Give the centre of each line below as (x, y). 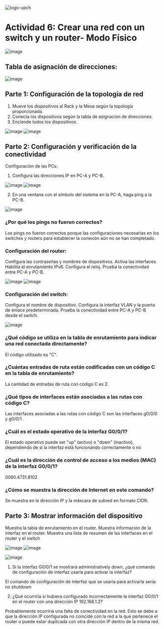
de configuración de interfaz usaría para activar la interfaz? (72, 572)
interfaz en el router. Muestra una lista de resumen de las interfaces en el (79, 533)
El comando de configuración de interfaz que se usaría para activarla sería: (81, 581)
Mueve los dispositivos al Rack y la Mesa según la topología (72, 106)
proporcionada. (28, 111)
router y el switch (23, 538)
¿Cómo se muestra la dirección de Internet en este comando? (80, 490)
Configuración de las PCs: (31, 166)
